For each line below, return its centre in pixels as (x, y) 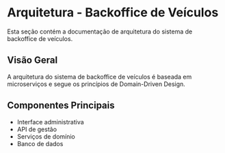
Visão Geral (32, 60)
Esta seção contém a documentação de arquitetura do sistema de (100, 31)
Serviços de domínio (46, 136)
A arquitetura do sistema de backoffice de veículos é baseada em (100, 76)
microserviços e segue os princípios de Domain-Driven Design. (96, 84)
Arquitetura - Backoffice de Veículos (113, 13)
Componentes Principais (61, 106)
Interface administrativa (50, 122)
